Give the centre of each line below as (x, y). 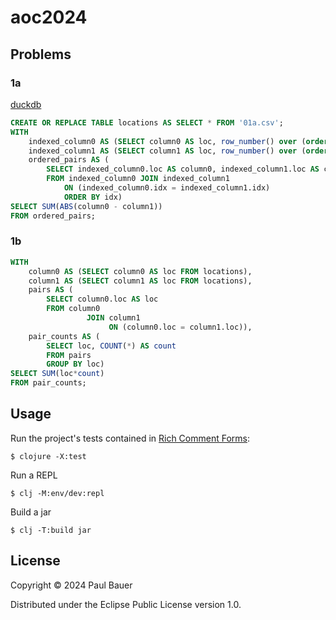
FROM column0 (73, 309)
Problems (41, 54)
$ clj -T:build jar (51, 530)
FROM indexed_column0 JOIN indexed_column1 (138, 179)
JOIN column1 (113, 318)
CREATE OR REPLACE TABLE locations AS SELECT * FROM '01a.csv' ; (147, 122)
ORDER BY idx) (93, 197)
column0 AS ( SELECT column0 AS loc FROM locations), (140, 271)
